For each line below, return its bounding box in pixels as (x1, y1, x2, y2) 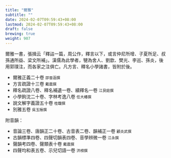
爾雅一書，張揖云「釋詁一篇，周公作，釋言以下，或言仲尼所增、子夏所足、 (5, 51, 161, 57)
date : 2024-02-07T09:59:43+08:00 (5, 17, 76, 22)
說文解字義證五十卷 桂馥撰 (12, 100, 66, 106)
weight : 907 (5, 36, 31, 41)
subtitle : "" (5, 12, 33, 17)
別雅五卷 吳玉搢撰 (12, 106, 47, 112)
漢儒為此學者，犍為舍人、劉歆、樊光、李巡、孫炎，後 (51, 57, 164, 63)
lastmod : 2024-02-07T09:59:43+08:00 (5, 21, 83, 27)
